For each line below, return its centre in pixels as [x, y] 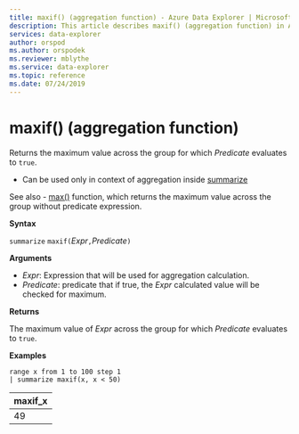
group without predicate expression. [76, 206]
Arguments [31, 258]
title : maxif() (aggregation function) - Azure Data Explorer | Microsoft [151, 17]
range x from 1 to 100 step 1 [65, 372]
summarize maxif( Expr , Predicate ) [70, 241]
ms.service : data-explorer [59, 68]
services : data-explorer [55, 34]
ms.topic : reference [48, 76]
